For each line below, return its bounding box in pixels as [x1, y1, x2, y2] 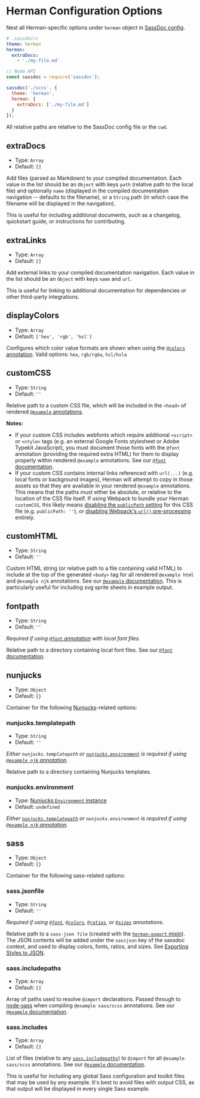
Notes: [6, 419, 24, 427]
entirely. [14, 514, 35, 521]
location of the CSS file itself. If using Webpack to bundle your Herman [14, 495, 189, 502]
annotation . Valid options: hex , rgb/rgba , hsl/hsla [6, 351, 127, 358]
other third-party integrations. [6, 293, 79, 300]
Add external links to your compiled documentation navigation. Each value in [6, 269, 195, 276]
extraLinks [6, 235, 47, 246]
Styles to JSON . [6, 949, 45, 956]
